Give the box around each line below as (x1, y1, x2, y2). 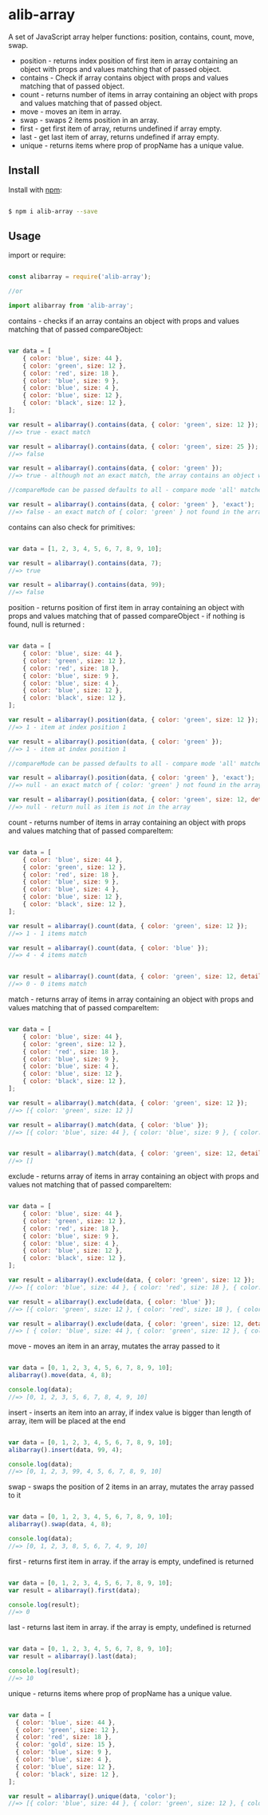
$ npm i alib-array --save (8, 207, 98, 215)
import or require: (8, 250, 66, 260)
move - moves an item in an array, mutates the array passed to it (8, 1341, 221, 1351)
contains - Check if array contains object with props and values (19, 73, 229, 82)
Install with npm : (8, 185, 62, 195)
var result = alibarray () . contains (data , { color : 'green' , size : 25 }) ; (8, 443, 259, 451)
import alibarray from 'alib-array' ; (8, 301, 134, 310)
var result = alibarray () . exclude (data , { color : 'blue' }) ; (8, 1297, 216, 1305)
